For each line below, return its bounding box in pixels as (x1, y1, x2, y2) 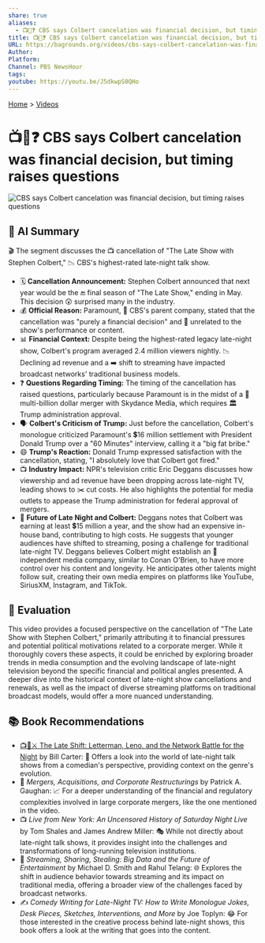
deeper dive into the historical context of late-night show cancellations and (8, 675, 252, 684)
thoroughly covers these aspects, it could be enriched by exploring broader (8, 649, 254, 659)
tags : (8, 70, 26, 78)
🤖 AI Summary (8, 224, 80, 238)
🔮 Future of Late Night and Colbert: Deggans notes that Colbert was (19, 513, 243, 522)
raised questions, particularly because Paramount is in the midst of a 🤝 (19, 390, 250, 399)
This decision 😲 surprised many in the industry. (19, 297, 176, 306)
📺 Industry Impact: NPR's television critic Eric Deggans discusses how (19, 465, 253, 474)
